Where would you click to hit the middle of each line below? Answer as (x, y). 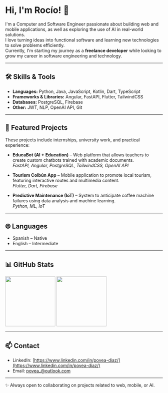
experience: (17, 145)
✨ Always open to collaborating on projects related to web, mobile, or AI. (80, 385)
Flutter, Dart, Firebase (35, 186)
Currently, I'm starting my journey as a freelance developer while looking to (83, 50)
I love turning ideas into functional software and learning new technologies (82, 40)
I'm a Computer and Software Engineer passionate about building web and (82, 24)
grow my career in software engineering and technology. (64, 56)
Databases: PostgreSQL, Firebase (48, 102)
